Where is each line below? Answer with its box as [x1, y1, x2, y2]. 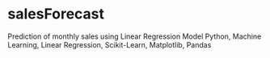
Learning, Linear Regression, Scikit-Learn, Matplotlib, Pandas [7, 39, 212, 49]
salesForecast [7, 5, 105, 23]
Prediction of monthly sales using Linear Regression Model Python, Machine [7, 31, 262, 41]
